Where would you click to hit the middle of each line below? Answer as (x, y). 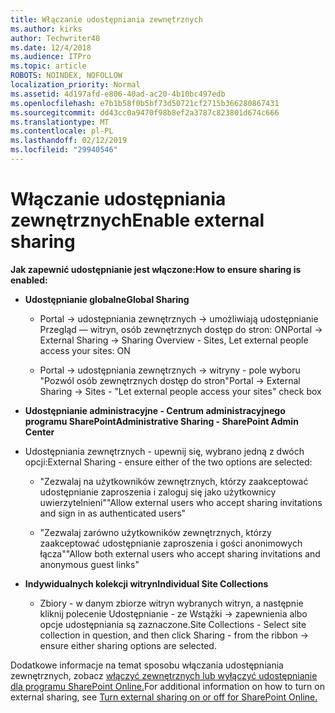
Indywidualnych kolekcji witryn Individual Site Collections (146, 583)
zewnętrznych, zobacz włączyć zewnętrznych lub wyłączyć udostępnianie (164, 675)
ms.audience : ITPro (51, 57)
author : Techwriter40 (55, 38)
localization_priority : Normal (75, 85)
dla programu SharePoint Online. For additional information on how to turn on (167, 686)
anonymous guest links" (89, 564)
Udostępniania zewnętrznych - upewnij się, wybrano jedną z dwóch (164, 451)
